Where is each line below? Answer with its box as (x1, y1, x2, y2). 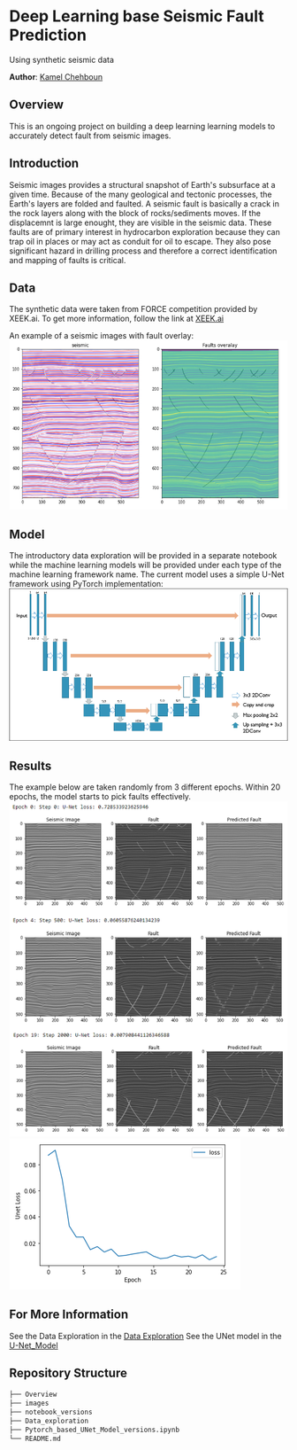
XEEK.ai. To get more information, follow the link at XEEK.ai (9, 313, 225, 324)
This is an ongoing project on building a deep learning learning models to (9, 121, 276, 131)
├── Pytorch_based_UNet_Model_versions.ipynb (9, 1425, 179, 1435)
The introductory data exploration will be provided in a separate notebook (9, 550, 278, 561)
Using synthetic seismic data (9, 54, 115, 65)
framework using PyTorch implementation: (9, 579, 164, 589)
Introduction (9, 156, 80, 171)
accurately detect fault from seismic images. (9, 130, 171, 141)
